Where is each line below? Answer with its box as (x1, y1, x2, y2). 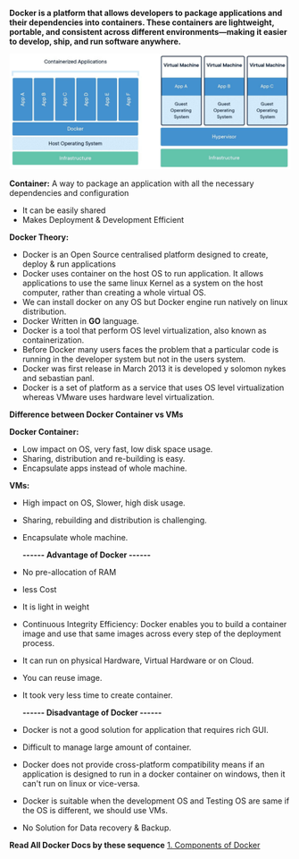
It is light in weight (21, 601, 89, 612)
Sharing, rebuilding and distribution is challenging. (21, 515, 207, 525)
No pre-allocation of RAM (21, 566, 117, 577)
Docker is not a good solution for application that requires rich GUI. (21, 724, 270, 735)
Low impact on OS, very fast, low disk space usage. (21, 443, 213, 455)
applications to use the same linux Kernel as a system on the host (21, 277, 263, 288)
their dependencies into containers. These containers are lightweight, (9, 17, 275, 28)
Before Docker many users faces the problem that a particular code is (21, 344, 279, 354)
